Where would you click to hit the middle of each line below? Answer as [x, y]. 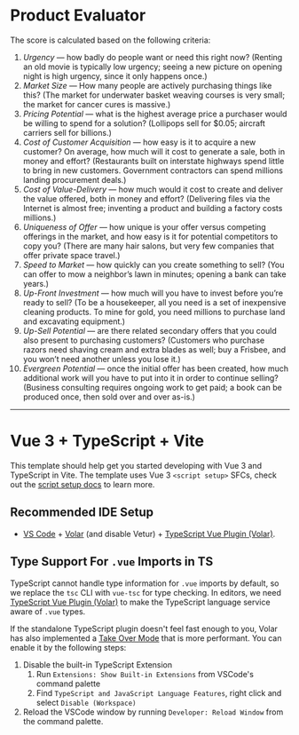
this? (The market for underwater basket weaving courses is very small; [154, 95]
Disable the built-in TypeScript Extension [98, 664]
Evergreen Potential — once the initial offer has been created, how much [156, 368]
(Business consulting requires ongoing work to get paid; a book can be [152, 387]
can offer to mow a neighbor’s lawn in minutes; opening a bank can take [154, 274]
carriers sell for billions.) [67, 132]
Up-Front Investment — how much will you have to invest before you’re [153, 293]
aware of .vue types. [48, 611]
